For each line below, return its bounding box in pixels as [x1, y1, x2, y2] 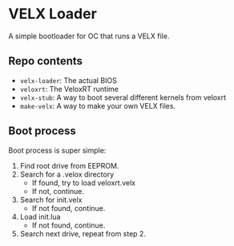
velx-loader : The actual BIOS [19, 75, 118, 85]
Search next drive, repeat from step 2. [19, 228, 147, 238]
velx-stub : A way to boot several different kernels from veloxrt [19, 93, 227, 102]
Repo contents [8, 54, 83, 68]
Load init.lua [19, 212, 61, 221]
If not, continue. [31, 186, 85, 196]
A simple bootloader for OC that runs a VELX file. [8, 31, 170, 41]
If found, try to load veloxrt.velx [31, 177, 136, 188]
